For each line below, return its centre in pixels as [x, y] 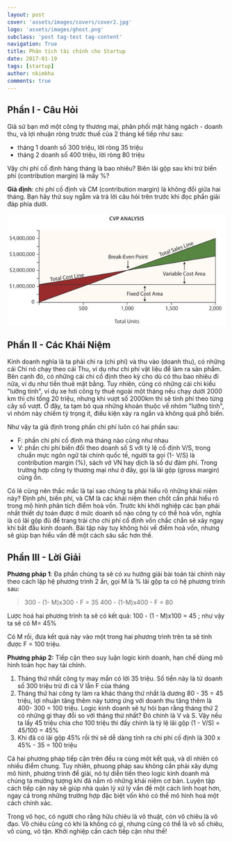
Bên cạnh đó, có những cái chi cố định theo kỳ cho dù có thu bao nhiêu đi [113, 377]
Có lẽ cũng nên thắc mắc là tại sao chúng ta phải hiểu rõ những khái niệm [112, 491]
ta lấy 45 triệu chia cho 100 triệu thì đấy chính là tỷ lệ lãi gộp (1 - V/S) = [118, 723]
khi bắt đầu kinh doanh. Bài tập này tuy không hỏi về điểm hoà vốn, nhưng [114, 528]
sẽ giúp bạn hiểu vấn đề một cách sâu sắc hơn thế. [80, 536]
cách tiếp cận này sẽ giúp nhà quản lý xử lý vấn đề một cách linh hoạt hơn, [114, 788]
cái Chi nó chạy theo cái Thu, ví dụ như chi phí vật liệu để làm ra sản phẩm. [115, 369]
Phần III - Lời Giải [44, 557]
